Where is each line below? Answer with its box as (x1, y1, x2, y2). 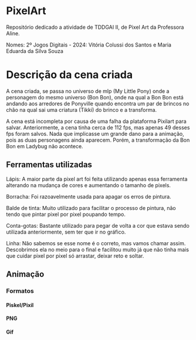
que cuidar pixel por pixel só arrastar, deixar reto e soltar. (6, 252, 144, 259)
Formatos (6, 287, 34, 295)
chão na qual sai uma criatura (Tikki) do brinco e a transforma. (6, 106, 157, 113)
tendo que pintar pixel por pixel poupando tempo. (6, 211, 126, 218)
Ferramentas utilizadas (6, 160, 93, 170)
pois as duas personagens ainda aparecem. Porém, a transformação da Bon (6, 136, 190, 144)
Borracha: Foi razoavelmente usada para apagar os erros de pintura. (6, 193, 171, 200)
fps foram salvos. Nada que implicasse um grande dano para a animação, (6, 130, 184, 137)
